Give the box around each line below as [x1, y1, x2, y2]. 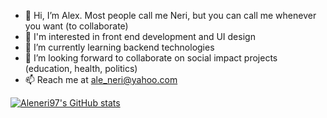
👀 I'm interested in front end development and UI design [24, 31, 256, 42]
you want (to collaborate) [24, 20, 129, 32]
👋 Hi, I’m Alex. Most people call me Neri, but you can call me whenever [24, 10, 317, 21]
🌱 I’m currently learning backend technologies [24, 41, 215, 53]
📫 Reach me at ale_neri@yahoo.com [24, 74, 178, 85]
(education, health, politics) [24, 63, 138, 74]
